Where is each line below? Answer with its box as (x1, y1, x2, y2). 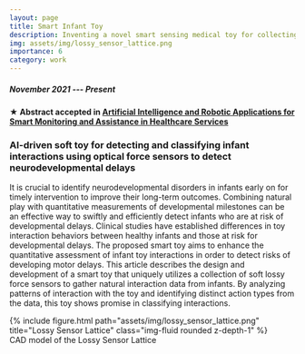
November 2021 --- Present (9, 84, 116, 94)
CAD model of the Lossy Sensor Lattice (9, 335, 157, 346)
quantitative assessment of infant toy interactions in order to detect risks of (9, 250, 290, 261)
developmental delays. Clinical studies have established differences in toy (9, 221, 286, 231)
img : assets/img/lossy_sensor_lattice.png (9, 38, 172, 48)
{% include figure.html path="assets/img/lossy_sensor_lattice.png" (9, 315, 261, 327)
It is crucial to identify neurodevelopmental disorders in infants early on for (9, 182, 289, 193)
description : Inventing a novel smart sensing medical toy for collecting (9, 30, 299, 39)
